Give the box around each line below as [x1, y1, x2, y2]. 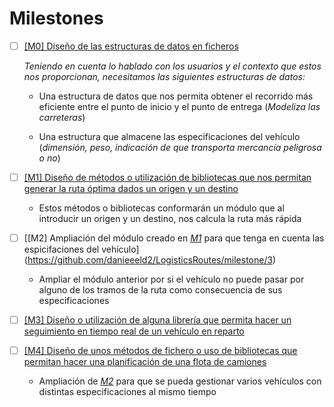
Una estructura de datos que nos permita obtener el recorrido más [38, 90, 314, 102]
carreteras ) [38, 112, 86, 123]
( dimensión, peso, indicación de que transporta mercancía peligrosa [38, 142, 322, 153]
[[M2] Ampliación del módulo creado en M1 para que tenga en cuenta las [23, 232, 325, 244]
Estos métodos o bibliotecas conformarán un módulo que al [38, 202, 285, 214]
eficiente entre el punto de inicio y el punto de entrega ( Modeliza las [38, 101, 321, 112]
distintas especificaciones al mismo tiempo [38, 386, 217, 398]
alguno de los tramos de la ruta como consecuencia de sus [38, 284, 283, 296]
